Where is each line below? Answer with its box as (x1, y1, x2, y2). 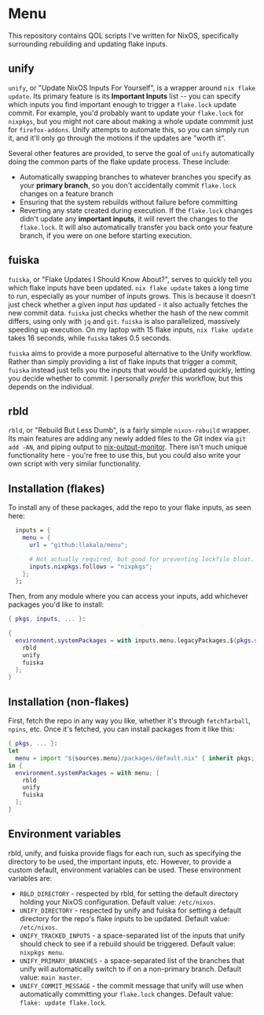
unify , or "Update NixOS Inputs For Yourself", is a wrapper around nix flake (8, 83, 256, 92)
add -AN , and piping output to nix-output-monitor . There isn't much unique (8, 442, 247, 452)
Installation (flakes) (8, 481, 105, 495)
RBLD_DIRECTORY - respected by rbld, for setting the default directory (19, 888, 239, 898)
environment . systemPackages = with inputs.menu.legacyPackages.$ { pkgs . (15, 637, 255, 645)
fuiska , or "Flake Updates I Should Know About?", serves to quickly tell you (8, 274, 252, 284)
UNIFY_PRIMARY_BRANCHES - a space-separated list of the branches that (19, 955, 245, 965)
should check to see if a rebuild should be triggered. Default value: (19, 939, 236, 948)
